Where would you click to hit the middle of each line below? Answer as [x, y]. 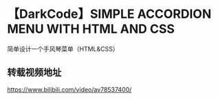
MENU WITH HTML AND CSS [91, 29]
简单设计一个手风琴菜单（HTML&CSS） [63, 49]
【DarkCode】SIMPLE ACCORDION [109, 14]
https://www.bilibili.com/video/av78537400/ [69, 89]
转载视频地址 [34, 73]
